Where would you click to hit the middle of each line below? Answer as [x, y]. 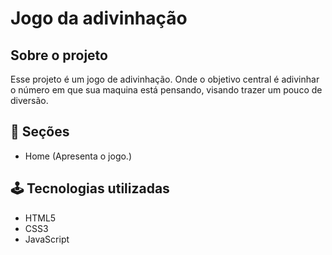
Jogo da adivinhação [99, 18]
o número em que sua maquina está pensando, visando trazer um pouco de [166, 90]
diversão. [29, 100]
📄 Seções [40, 132]
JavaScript [47, 239]
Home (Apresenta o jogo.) [78, 156]
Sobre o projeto [59, 55]
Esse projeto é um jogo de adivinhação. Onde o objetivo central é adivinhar [165, 79]
